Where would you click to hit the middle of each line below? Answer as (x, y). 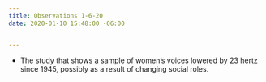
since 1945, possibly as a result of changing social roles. (114, 68)
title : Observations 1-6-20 (56, 16)
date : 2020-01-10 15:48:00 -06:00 (67, 23)
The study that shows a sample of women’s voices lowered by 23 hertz (139, 60)
